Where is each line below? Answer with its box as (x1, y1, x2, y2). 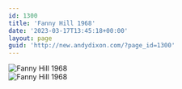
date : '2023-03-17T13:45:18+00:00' (8, 26, 129, 34)
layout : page (8, 34, 53, 42)
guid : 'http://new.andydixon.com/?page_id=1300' (8, 42, 176, 50)
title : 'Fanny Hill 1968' (8, 19, 95, 27)
